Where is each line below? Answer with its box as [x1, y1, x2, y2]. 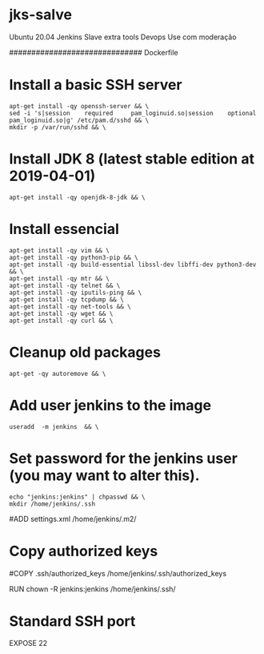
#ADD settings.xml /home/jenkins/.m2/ [9, 514, 137, 523]
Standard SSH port [9, 612, 136, 630]
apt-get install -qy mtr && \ [9, 274, 110, 282]
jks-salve [9, 6, 73, 24]
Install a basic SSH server [9, 76, 182, 94]
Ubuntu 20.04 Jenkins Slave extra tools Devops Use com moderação [9, 32, 237, 42]
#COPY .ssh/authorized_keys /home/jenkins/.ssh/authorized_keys [9, 568, 227, 578]
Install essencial [9, 220, 119, 238]
